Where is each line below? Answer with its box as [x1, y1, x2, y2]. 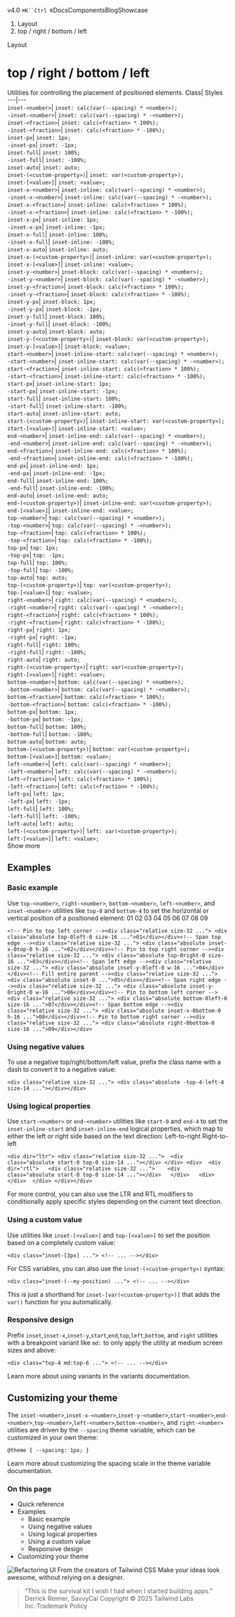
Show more [7, 841, 41, 850]
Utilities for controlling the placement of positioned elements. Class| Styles [7, 88, 223, 97]
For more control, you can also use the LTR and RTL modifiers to [7, 1190, 194, 1199]
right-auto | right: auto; [7, 655, 81, 663]
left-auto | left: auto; [7, 819, 74, 827]
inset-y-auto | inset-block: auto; [7, 326, 106, 335]
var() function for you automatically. [7, 1298, 113, 1306]
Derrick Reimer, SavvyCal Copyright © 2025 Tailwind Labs [24, 1594, 194, 1602]
